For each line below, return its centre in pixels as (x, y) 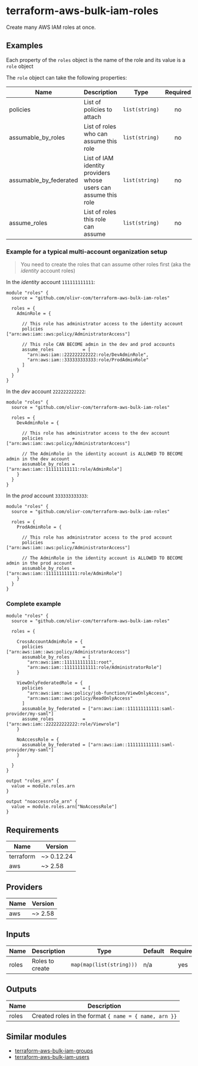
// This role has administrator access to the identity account (102, 324)
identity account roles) (48, 271)
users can (97, 187)
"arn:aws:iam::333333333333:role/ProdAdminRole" (88, 360)
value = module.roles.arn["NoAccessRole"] (64, 807)
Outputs (22, 989)
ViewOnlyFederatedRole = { (50, 683)
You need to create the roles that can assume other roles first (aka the (105, 265)
